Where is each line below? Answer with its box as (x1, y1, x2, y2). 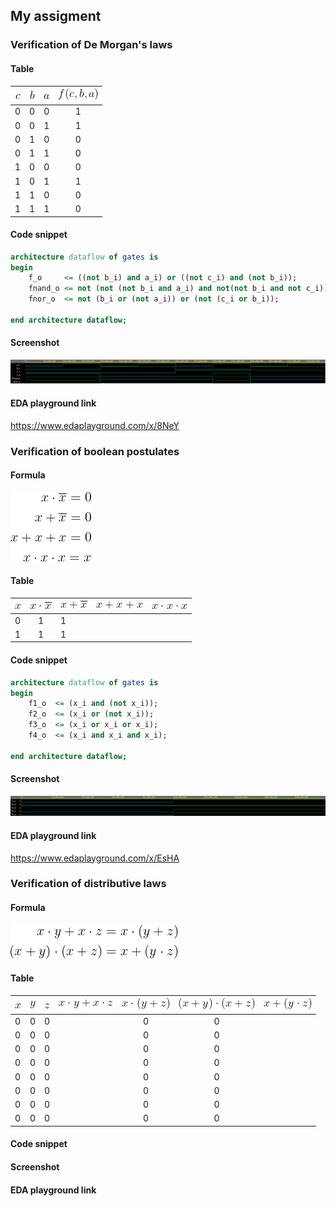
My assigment (10, 8, 102, 25)
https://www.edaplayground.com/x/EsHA (10, 852, 180, 864)
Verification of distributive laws (10, 877, 167, 891)
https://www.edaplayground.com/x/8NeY (10, 419, 180, 431)
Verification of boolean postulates (10, 444, 180, 458)
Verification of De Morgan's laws (10, 38, 173, 52)
